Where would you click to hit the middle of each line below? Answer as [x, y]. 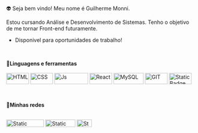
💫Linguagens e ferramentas [42, 64]
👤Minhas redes [25, 105]
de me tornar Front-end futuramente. [52, 28]
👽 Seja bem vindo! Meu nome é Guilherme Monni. [68, 8]
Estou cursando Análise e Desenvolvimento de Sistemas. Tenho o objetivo [98, 22]
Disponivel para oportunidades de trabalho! [68, 40]
